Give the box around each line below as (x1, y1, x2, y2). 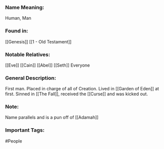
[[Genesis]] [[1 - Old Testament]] (5, 38, 72, 44)
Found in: (5, 28, 28, 35)
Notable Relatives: (5, 51, 51, 58)
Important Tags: (5, 127, 45, 134)
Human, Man (5, 15, 31, 21)
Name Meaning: (5, 4, 45, 11)
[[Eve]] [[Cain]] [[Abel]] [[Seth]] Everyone (5, 62, 90, 68)
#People (5, 138, 22, 144)
